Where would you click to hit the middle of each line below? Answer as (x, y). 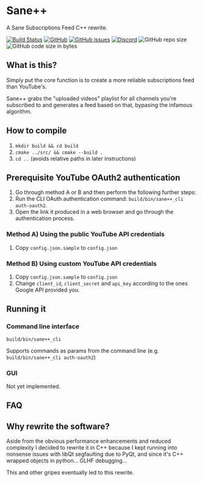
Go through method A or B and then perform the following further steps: (106, 192)
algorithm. (19, 111)
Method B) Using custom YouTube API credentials (81, 263)
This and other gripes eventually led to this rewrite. (70, 473)
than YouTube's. (27, 86)
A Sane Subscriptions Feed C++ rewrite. (57, 28)
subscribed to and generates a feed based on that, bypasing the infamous (99, 105)
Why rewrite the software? (58, 426)
